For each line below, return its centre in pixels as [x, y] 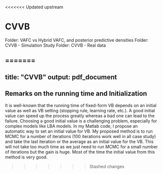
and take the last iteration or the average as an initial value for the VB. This [79, 141]
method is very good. [26, 157]
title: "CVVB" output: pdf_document [61, 77]
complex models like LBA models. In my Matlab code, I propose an [72, 126]
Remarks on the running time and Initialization [76, 94]
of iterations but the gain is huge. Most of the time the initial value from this [80, 152]
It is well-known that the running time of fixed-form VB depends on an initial [81, 105]
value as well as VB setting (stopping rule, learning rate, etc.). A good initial [80, 110]
